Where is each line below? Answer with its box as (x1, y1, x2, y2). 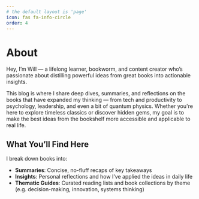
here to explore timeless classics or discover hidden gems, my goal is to (6, 109, 185, 116)
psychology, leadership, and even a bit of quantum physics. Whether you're (6, 102, 194, 110)
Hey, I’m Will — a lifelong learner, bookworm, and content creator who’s (6, 65, 183, 73)
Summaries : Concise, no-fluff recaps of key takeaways (14, 167, 152, 174)
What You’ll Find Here (6, 139, 89, 149)
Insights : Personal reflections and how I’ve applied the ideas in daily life (14, 173, 193, 180)
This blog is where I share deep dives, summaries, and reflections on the (6, 90, 186, 97)
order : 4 (6, 20, 28, 26)
